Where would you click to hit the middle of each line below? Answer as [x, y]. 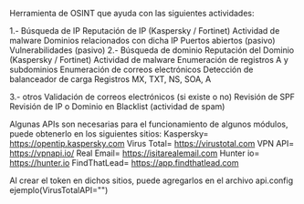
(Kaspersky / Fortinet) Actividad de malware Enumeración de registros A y [149, 60]
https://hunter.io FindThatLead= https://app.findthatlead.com [124, 163]
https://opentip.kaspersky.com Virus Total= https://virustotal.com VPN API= [152, 143]
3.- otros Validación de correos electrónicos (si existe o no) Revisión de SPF [152, 97]
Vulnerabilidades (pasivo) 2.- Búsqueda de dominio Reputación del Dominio [152, 50]
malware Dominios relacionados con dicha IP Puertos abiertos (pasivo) [142, 41]
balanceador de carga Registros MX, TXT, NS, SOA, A [110, 79]
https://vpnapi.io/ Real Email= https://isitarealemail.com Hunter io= [135, 153]
